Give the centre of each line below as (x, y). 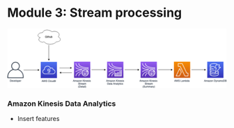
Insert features (38, 119)
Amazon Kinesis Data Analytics (62, 104)
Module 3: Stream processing (95, 13)
